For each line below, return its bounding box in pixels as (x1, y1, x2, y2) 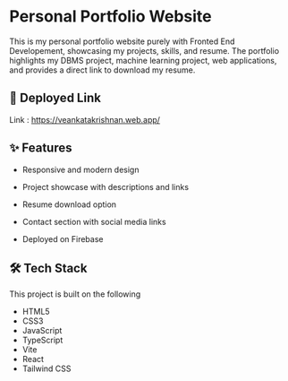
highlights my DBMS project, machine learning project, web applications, (9, 55, 277, 65)
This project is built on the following (9, 289, 141, 299)
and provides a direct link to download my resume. (9, 65, 196, 75)
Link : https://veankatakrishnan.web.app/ (9, 114, 161, 125)
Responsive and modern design (21, 164, 140, 175)
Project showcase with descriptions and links (21, 181, 190, 192)
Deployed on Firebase (21, 233, 104, 244)
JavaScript (21, 325, 63, 336)
